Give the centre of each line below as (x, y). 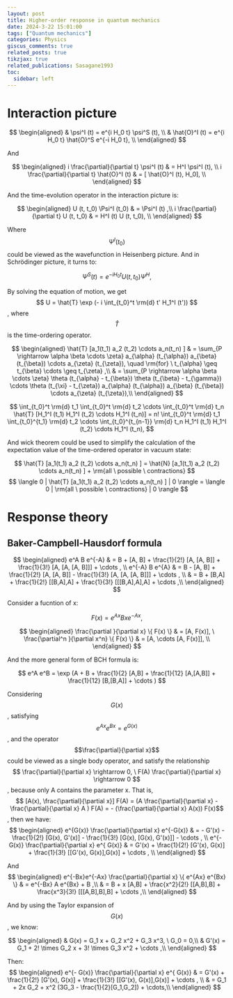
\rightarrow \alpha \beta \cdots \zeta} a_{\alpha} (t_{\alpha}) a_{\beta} (117, 356)
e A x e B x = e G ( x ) (117, 727)
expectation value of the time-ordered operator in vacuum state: (99, 450)
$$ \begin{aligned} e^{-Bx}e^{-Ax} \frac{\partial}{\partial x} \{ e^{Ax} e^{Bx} (117, 877)
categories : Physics (37, 40)
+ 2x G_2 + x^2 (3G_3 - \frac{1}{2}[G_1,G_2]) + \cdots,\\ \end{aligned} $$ (117, 987)
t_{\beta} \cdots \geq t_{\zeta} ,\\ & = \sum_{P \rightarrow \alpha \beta (117, 371)
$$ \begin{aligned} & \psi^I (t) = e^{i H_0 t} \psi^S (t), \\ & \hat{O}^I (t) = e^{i (117, 133)
